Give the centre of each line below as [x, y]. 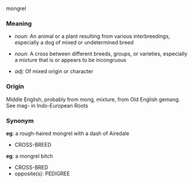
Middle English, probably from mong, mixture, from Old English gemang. [93, 99]
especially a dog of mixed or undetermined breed [74, 43]
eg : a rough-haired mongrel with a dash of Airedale [68, 133]
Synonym [20, 120]
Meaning [19, 23]
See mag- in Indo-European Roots [47, 105]
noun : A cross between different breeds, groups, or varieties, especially [101, 54]
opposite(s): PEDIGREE [42, 173]
